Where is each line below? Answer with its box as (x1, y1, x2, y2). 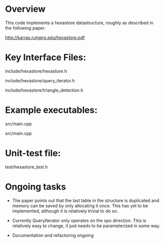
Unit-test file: (5, 148, 61, 159)
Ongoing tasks (5, 181, 66, 192)
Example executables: (5, 104, 98, 116)
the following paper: (5, 25, 46, 31)
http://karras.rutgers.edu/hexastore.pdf (5, 35, 85, 40)
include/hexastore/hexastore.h (5, 68, 67, 74)
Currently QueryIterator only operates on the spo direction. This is (12, 217, 146, 223)
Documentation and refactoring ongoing (12, 232, 94, 238)
